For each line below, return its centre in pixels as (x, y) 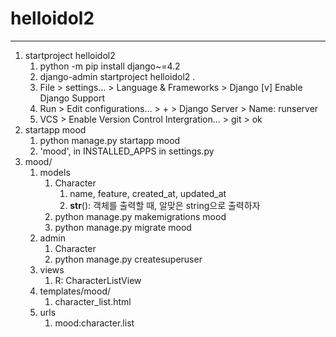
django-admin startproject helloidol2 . (117, 76)
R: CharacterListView (98, 280)
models (55, 172)
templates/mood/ (75, 291)
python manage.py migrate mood (123, 227)
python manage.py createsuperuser (128, 259)
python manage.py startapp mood (110, 140)
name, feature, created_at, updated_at (148, 193)
